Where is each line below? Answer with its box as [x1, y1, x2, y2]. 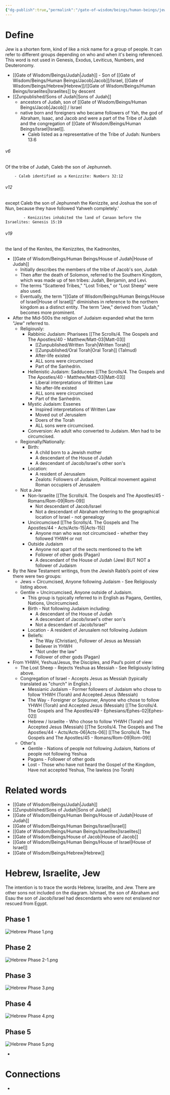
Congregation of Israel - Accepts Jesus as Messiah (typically [20, 676, 148, 682]
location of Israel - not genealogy [35, 514, 105, 520]
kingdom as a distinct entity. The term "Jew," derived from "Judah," [20, 304, 160, 310]
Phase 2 [5, 943, 31, 952]
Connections [5, 1069, 61, 1080]
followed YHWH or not [35, 535, 82, 542]
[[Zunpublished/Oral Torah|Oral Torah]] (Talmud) [35, 347, 137, 354]
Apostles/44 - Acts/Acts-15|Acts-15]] [27, 525, 105, 531]
